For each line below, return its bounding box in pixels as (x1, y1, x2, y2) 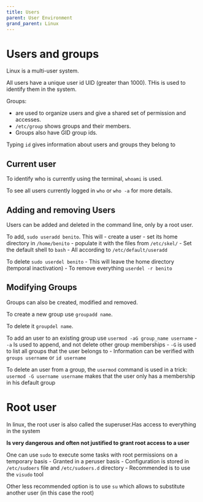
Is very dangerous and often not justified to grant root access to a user (6, 439, 190, 446)
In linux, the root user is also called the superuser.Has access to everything (6, 420, 196, 428)
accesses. (15, 116, 42, 124)
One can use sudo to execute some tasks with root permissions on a (6, 451, 178, 458)
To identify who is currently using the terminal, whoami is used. (6, 175, 163, 182)
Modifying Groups (6, 282, 78, 292)
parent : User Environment (6, 15, 72, 21)
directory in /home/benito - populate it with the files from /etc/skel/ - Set (6, 239, 192, 246)
